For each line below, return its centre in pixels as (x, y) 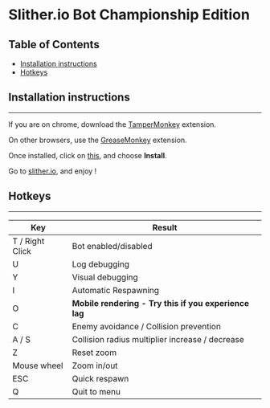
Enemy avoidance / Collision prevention (146, 326)
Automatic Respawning (115, 290)
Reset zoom (94, 353)
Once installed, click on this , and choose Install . (88, 155)
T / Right (29, 241)
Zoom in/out (95, 365)
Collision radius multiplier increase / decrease (158, 339)
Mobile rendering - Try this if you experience (160, 303)
